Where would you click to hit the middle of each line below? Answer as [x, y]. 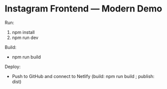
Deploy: [13, 66]
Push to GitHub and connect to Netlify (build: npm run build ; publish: [83, 76]
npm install [23, 32]
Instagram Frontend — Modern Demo [83, 9]
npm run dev [25, 37]
